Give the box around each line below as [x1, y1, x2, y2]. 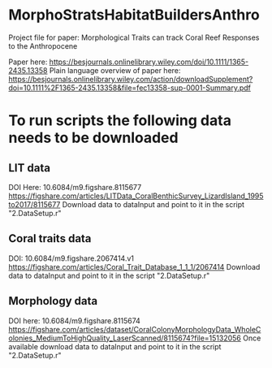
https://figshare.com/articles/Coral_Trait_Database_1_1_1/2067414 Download [8, 262, 261, 271]
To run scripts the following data [8, 111, 231, 130]
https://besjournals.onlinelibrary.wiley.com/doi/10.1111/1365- [49, 57, 249, 67]
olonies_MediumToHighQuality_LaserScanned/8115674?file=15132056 [8, 333, 242, 343]
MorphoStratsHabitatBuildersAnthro [8, 6, 260, 24]
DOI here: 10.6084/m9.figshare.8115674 [8, 315, 140, 326]
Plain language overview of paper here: [49, 65, 181, 75]
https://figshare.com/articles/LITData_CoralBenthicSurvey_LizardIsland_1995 [8, 191, 264, 201]
